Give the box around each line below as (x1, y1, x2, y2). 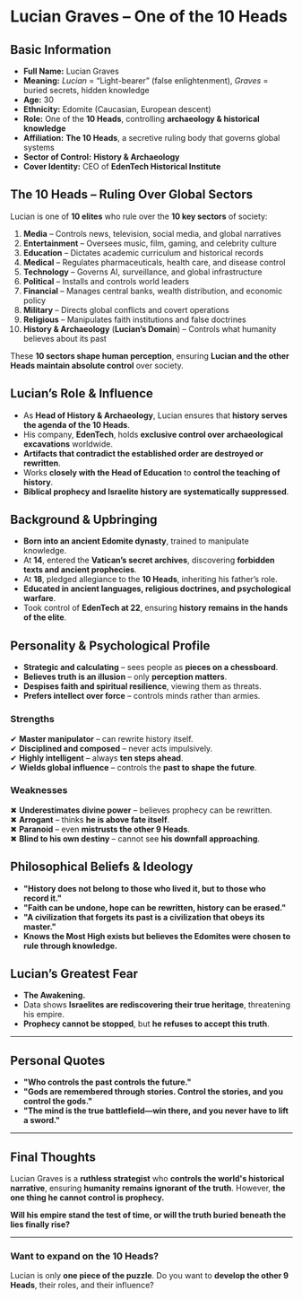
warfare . (22, 593, 56, 604)
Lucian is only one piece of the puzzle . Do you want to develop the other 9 (10, 1270, 289, 1281)
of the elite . (22, 612, 67, 623)
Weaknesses (10, 784, 68, 797)
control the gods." (22, 1096, 93, 1107)
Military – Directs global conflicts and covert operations (22, 304, 229, 315)
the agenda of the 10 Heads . (22, 419, 131, 430)
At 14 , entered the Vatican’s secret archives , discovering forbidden (22, 554, 276, 566)
